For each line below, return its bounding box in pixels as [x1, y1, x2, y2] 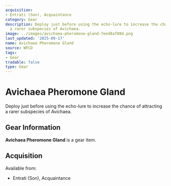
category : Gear [5, 17, 38, 22]
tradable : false [5, 60, 40, 65]
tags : [5, 50, 17, 55]
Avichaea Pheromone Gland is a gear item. [5, 137, 97, 143]
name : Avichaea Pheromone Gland [5, 41, 74, 46]
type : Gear [5, 64, 28, 69]
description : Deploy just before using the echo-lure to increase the [5, 21, 158, 27]
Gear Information [5, 123, 61, 132]
